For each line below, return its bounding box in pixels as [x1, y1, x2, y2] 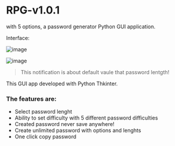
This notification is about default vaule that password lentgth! [20, 68, 170, 75]
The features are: [6, 95, 57, 103]
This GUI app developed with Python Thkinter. [6, 80, 118, 87]
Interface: [6, 34, 30, 41]
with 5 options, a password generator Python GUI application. [6, 23, 156, 30]
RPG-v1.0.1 [6, 4, 60, 17]
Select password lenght [14, 108, 72, 115]
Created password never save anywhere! [14, 121, 115, 128]
